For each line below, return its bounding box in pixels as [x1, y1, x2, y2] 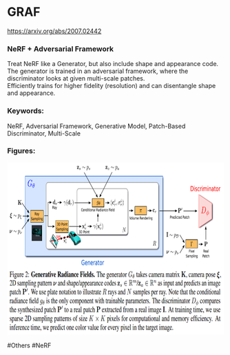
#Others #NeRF [7, 341, 52, 349]
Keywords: [7, 106, 45, 116]
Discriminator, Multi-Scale [7, 129, 81, 138]
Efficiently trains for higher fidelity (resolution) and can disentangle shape [7, 82, 216, 90]
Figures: [7, 146, 36, 155]
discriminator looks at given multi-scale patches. [7, 74, 145, 83]
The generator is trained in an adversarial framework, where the [7, 67, 189, 76]
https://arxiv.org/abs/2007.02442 [7, 27, 102, 35]
